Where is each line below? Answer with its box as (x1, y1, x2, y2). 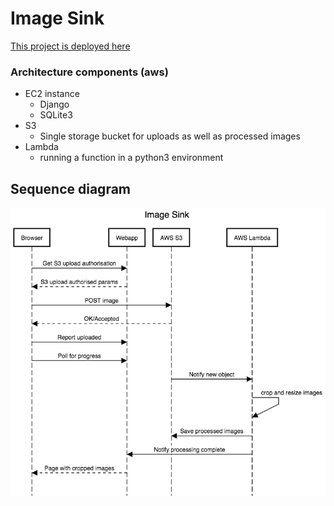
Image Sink (10, 7, 105, 30)
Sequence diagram (10, 180, 132, 197)
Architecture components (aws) (10, 65, 169, 79)
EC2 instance (24, 88, 80, 100)
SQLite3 (39, 109, 73, 121)
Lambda (24, 141, 59, 153)
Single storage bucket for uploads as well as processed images (39, 130, 301, 142)
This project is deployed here (10, 40, 131, 52)
